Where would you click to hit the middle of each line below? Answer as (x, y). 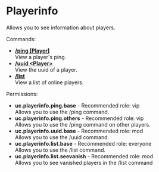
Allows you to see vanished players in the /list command (84, 162)
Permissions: (22, 94)
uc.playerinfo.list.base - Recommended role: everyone (83, 143)
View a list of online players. (49, 82)
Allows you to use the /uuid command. (62, 137)
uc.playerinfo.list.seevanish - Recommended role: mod (84, 156)
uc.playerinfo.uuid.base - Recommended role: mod (79, 131)
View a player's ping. (40, 57)
